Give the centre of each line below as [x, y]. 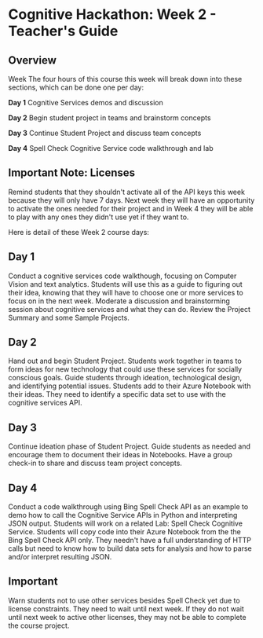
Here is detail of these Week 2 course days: [79, 232]
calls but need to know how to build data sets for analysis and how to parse [130, 548]
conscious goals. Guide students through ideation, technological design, [125, 378]
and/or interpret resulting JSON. [60, 557]
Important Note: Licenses [72, 173]
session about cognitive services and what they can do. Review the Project [130, 309]
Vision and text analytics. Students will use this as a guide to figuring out [126, 284]
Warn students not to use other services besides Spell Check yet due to [124, 600]
